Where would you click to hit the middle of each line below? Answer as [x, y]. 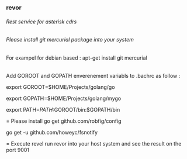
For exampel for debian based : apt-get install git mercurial [77, 58]
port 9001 [18, 150]
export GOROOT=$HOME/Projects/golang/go [60, 87]
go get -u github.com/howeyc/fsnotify [52, 133]
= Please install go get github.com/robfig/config [64, 121]
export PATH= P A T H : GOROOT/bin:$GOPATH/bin [63, 110]
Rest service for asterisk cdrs [41, 22]
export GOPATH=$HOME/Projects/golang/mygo [64, 98]
